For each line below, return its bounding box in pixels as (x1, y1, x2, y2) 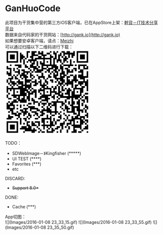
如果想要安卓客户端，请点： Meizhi (5, 37, 74, 44)
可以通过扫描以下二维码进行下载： (5, 44, 73, 50)
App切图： (5, 214, 26, 219)
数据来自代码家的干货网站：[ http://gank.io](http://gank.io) (5, 32, 120, 37)
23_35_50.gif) (47, 224, 74, 230)
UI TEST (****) (12, 156, 42, 162)
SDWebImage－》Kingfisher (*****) (12, 150, 81, 156)
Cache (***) (12, 203, 36, 209)
